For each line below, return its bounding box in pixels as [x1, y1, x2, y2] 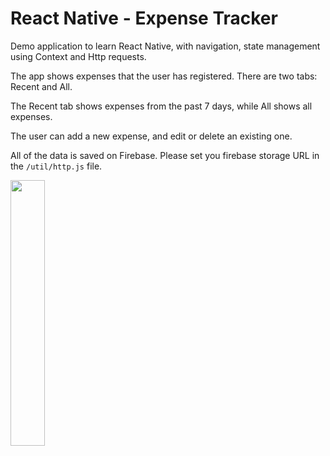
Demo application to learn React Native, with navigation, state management [10, 40, 321, 52]
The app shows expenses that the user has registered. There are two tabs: [10, 70, 318, 82]
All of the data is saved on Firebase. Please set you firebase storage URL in [10, 149, 320, 161]
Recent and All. [10, 80, 73, 92]
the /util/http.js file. [10, 160, 103, 172]
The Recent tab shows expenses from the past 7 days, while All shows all [10, 100, 313, 112]
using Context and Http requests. [10, 50, 147, 62]
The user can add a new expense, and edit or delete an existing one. [10, 130, 293, 142]
